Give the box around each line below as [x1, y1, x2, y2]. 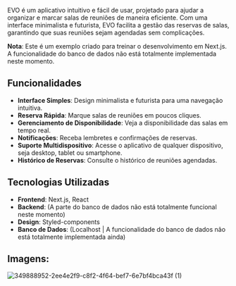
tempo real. [17, 126, 51, 135]
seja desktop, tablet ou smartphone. [17, 148, 123, 157]
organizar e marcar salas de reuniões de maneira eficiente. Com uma [7, 13, 208, 22]
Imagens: [7, 253, 49, 265]
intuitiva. [17, 104, 43, 112]
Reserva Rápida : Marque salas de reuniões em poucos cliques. [17, 111, 202, 119]
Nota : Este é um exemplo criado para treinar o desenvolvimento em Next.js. [7, 42, 228, 50]
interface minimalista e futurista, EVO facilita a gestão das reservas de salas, [7, 21, 230, 29]
